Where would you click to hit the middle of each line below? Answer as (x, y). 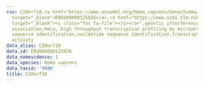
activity (23, 40)
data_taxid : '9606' (31, 68)
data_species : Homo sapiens (42, 62)
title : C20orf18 (27, 74)
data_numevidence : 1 (32, 57)
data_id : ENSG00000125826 (39, 51)
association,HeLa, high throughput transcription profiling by (93, 29)
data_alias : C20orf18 (34, 46)
